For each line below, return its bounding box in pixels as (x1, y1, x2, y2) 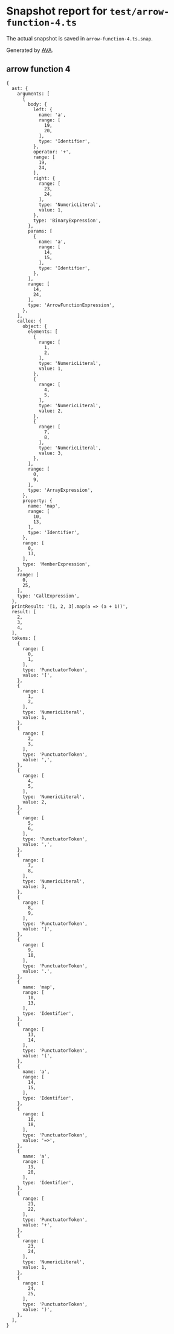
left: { (33, 106, 53, 112)
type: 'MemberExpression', (22, 561, 91, 567)
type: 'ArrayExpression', (28, 487, 94, 493)
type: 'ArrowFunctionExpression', (28, 302, 115, 308)
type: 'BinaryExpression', (33, 217, 101, 224)
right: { (33, 175, 56, 181)
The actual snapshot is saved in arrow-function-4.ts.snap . (6, 34, 153, 42)
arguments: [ (17, 91, 50, 97)
